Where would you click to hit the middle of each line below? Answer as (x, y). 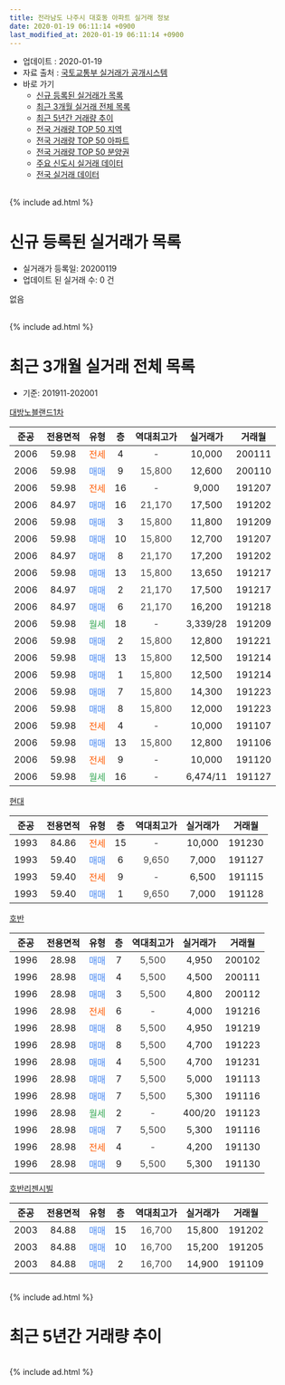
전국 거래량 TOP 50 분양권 (82, 152)
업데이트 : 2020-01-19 (62, 62)
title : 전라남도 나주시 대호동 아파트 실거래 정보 (90, 18)
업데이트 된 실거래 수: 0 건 (68, 280)
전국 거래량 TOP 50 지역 (79, 130)
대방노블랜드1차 (37, 412)
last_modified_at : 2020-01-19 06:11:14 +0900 (96, 34)
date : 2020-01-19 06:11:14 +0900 (72, 26)
